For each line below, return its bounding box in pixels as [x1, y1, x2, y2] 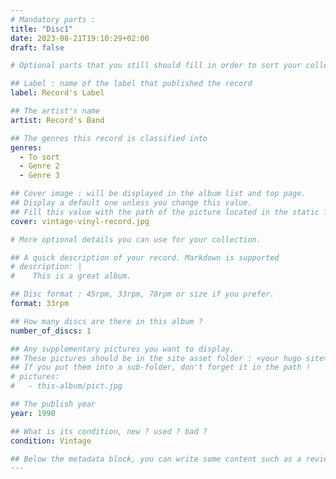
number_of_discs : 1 [10, 326, 92, 336]
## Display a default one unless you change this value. [10, 198, 253, 208]
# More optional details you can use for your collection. [10, 234, 262, 245]
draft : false [10, 42, 65, 53]
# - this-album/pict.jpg [10, 381, 123, 391]
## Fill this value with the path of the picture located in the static [10, 207, 320, 217]
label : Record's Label [10, 88, 105, 98]
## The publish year [10, 399, 97, 409]
